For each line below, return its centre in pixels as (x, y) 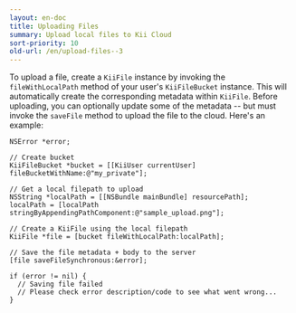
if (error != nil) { (48, 277)
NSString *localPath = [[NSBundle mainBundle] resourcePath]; (129, 197)
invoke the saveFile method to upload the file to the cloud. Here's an (137, 116)
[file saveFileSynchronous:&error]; (78, 261)
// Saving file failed (60, 285)
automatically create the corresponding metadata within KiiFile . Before (143, 97)
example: (26, 125)
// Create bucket (42, 158)
